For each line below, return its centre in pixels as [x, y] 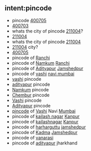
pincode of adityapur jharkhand [44, 143]
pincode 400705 [29, 20]
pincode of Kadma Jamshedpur [45, 132]
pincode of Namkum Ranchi [41, 63]
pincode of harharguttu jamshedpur [49, 127]
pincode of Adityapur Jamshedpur [48, 68]
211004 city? [25, 47]
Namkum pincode [30, 89]
